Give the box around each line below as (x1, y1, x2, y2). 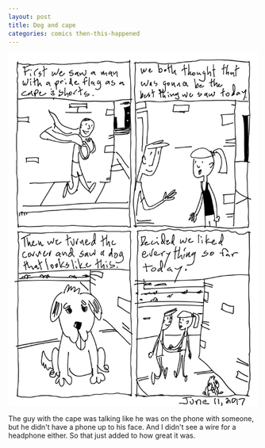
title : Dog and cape (8, 21, 77, 29)
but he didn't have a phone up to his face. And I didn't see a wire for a (8, 423, 236, 432)
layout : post (8, 13, 52, 21)
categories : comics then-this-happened (8, 29, 140, 37)
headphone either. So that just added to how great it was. (8, 431, 196, 440)
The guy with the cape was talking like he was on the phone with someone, (8, 414, 254, 423)
